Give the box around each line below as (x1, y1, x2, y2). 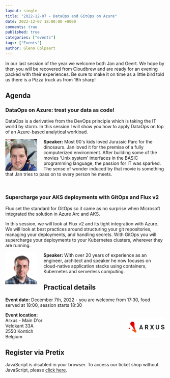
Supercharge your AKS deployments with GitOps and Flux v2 (5, 194, 159, 201)
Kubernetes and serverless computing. (43, 268, 125, 274)
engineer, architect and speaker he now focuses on (43, 257, 151, 264)
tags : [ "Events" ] (5, 41, 42, 46)
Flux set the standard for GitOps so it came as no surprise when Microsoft (5, 205, 160, 211)
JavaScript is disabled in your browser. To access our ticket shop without (5, 362, 159, 368)
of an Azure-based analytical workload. (5, 129, 88, 135)
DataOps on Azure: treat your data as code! (5, 107, 115, 114)
